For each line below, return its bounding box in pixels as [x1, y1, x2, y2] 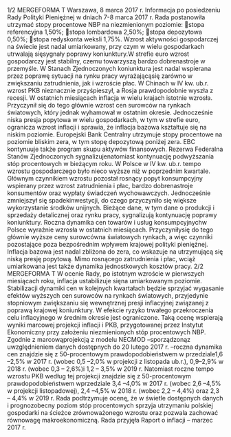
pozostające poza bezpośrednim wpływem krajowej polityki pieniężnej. [7, 241, 208, 248]
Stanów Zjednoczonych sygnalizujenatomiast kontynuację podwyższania [7, 152, 214, 161]
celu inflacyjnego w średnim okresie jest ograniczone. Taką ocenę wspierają [7, 314, 223, 321]
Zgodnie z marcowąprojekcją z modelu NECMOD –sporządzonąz [7, 336, 191, 343]
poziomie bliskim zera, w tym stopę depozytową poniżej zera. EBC [7, 138, 196, 145]
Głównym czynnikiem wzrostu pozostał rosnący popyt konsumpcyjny [7, 174, 203, 182]
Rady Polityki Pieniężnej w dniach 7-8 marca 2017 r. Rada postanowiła [7, 13, 206, 21]
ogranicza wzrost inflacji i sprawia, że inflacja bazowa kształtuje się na [7, 123, 208, 131]
